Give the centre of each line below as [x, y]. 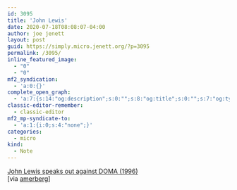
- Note [23, 151]
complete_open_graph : [39, 92]
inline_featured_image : [42, 60]
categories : [25, 132]
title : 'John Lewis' [38, 20]
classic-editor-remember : [45, 106]
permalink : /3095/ [34, 53]
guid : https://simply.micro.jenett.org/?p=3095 [79, 46]
